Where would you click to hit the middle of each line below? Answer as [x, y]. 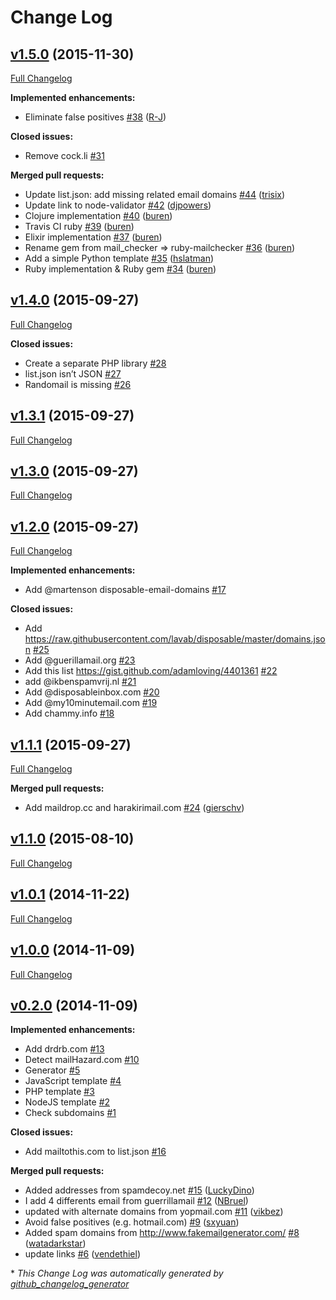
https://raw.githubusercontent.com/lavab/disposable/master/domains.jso [175, 639]
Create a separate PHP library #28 [95, 363]
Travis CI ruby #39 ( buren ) [79, 226]
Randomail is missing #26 [78, 384]
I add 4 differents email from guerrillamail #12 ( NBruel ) [136, 1201]
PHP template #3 [59, 1092]
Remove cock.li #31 [64, 155]
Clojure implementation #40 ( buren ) [98, 215]
